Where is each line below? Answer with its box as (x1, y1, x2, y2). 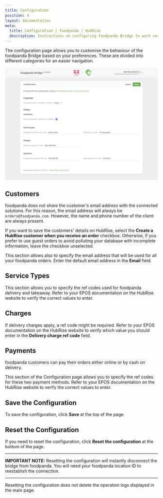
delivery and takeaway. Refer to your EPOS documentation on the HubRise (5, 290, 154, 296)
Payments (5, 346, 36, 355)
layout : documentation (5, 18, 51, 23)
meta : (5, 23, 16, 28)
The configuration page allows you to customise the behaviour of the (5, 48, 143, 53)
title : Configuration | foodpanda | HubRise (9, 28, 101, 34)
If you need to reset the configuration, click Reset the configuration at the (5, 439, 154, 444)
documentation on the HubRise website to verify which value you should (5, 327, 150, 333)
